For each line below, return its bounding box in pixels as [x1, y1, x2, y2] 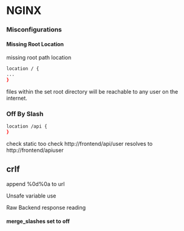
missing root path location [6, 54, 72, 61]
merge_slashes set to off [6, 218, 70, 225]
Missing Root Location [6, 40, 64, 47]
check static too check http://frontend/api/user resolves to [6, 140, 153, 147]
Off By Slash [6, 109, 44, 118]
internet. [6, 94, 27, 102]
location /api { [6, 123, 47, 129]
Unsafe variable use [6, 192, 56, 199]
